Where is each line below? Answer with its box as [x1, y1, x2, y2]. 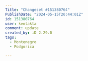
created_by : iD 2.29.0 [5, 30, 52, 35]
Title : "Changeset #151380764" [5, 7, 70, 12]
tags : [5, 35, 16, 40]
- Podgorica [9, 44, 35, 49]
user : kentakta [5, 21, 37, 26]
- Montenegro [9, 40, 37, 45]
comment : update [5, 26, 39, 31]
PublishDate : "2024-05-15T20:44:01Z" [5, 12, 84, 17]
